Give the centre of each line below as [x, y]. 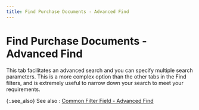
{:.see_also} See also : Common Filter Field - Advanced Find [80, 100]
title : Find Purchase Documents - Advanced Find [68, 12]
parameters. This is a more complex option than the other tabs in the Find [96, 76]
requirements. [23, 89]
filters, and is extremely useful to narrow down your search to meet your [95, 83]
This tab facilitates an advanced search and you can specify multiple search [100, 70]
